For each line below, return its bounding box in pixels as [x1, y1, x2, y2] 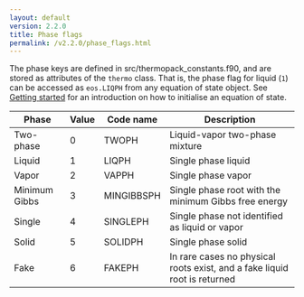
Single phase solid [169, 236, 248, 248]
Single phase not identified [169, 209, 283, 222]
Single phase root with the [169, 184, 280, 197]
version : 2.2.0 [9, 22, 67, 31]
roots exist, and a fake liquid [169, 262, 290, 274]
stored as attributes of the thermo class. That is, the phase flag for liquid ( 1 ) [9, 73, 289, 84]
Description [204, 114, 256, 126]
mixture [169, 140, 203, 153]
